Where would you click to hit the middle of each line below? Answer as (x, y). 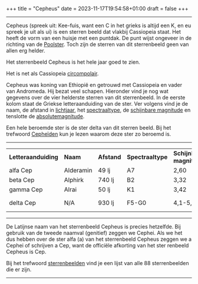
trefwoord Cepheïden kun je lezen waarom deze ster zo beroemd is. (89, 134)
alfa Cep (21, 170)
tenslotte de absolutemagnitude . (45, 116)
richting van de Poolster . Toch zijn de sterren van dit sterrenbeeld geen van (98, 44)
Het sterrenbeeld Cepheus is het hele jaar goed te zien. (73, 62)
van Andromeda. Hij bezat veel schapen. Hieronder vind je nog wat (88, 91)
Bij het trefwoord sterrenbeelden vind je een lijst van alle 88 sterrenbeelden (98, 263)
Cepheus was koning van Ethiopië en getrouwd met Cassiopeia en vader (94, 85)
